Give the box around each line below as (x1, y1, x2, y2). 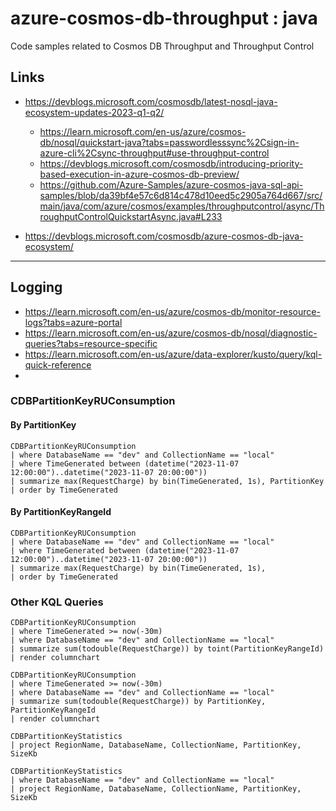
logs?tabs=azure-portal (24, 316, 123, 328)
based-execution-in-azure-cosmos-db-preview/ (39, 168, 240, 180)
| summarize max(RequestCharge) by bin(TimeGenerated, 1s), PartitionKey (10, 476, 325, 486)
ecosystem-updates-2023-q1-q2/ (24, 106, 165, 118)
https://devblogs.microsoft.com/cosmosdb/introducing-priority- (39, 157, 304, 169)
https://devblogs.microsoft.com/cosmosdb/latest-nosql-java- (24, 95, 278, 107)
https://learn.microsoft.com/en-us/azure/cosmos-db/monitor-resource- (24, 305, 321, 317)
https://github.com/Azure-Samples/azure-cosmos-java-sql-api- (39, 178, 304, 191)
